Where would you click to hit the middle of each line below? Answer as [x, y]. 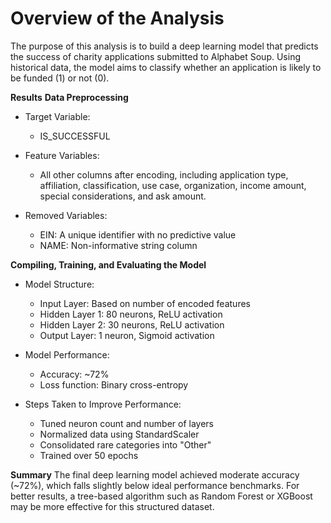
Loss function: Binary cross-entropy [114, 384]
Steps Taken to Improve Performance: [103, 404]
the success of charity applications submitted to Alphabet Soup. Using [155, 56]
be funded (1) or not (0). [60, 78]
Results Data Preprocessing [69, 97]
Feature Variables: [62, 155]
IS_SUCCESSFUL [75, 136]
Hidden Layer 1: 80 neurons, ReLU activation [131, 314]
